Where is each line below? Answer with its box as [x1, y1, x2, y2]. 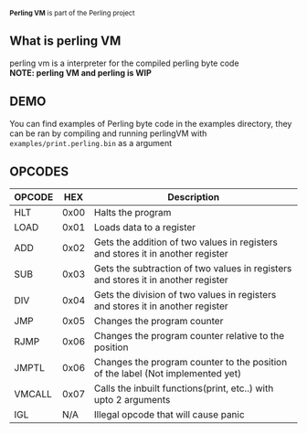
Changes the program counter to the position [94, 356, 288, 369]
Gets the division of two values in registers [94, 289, 277, 301]
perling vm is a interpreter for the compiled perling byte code [9, 58, 239, 69]
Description [167, 191, 220, 204]
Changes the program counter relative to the [94, 330, 285, 343]
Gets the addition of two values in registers [94, 236, 279, 248]
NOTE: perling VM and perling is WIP [9, 67, 153, 78]
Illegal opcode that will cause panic [94, 408, 245, 421]
